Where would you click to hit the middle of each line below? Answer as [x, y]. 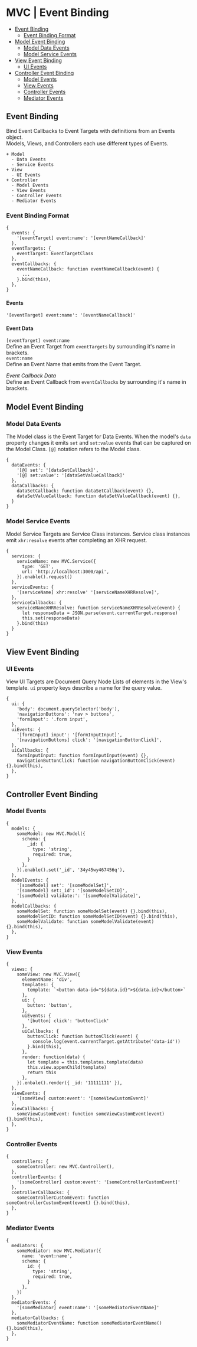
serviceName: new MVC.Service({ [56, 562]
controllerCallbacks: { [40, 1193]
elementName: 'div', [47, 980]
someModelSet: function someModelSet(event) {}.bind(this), [92, 911]
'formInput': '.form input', [52, 720]
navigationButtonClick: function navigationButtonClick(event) [96, 761]
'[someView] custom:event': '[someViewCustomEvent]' [83, 1098]
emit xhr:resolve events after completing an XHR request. [77, 540]
